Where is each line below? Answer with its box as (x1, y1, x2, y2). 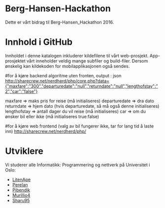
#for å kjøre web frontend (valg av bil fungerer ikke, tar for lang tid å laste (5, 123, 154, 129)
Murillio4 (12, 192, 31, 198)
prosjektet (5, 58, 26, 64)
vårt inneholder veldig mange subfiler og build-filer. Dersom (26, 58, 148, 64)
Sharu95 (12, 197, 30, 203)
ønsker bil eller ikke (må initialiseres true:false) (5, 114, 99, 119)
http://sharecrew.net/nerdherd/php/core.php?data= (5, 78, 110, 84)
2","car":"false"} (5, 88, 38, 94)
